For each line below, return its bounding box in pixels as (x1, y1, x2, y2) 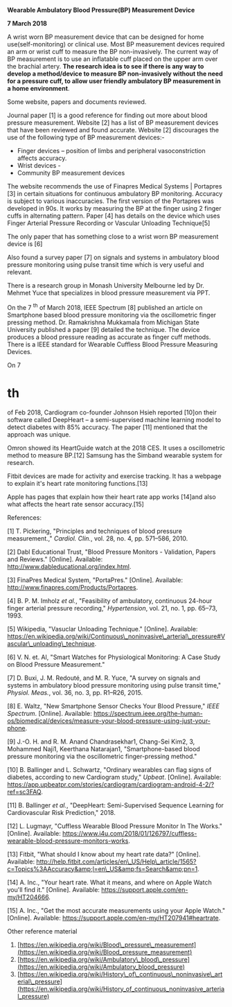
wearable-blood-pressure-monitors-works (7, 837, 129, 845)
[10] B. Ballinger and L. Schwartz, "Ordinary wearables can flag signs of (7, 765, 212, 773)
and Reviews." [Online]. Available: (7, 554, 103, 563)
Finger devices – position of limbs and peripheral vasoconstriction (17, 147, 206, 155)
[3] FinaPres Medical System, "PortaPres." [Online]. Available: (7, 575, 184, 584)
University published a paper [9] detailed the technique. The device (7, 325, 200, 333)
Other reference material (7, 927, 78, 935)
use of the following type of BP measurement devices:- (7, 133, 165, 141)
